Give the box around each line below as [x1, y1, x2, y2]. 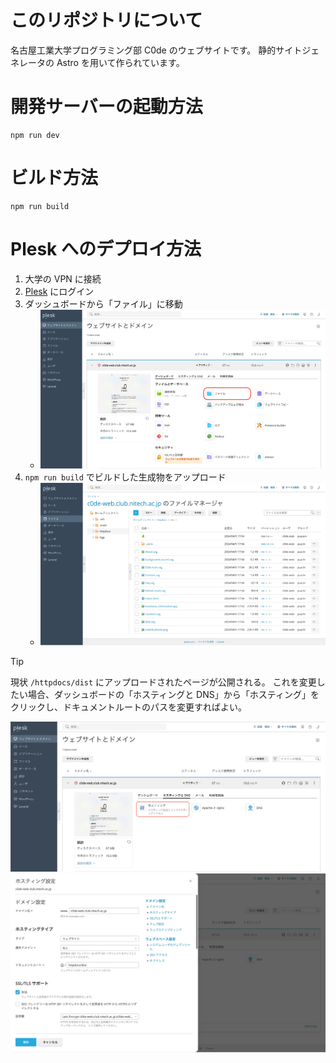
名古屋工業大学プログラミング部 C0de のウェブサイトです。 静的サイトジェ [10, 44, 320, 56]
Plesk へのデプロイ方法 [10, 238, 202, 260]
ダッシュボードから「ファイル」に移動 [24, 297, 183, 310]
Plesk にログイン [24, 285, 95, 297]
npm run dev [10, 130, 60, 140]
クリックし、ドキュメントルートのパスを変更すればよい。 [10, 701, 247, 713]
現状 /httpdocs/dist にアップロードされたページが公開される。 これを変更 [10, 676, 317, 688]
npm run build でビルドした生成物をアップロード [24, 471, 227, 483]
